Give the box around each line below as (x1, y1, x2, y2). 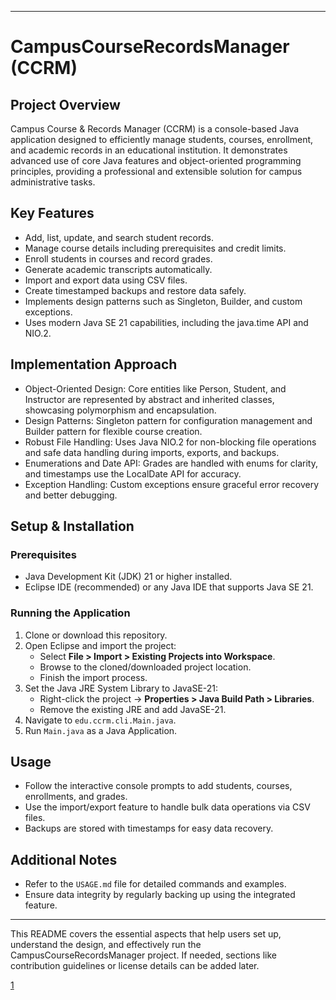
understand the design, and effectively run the (10, 939, 202, 951)
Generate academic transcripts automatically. (24, 263, 213, 275)
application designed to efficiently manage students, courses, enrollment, (10, 134, 314, 145)
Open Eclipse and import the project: (24, 639, 177, 651)
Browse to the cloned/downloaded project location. (39, 661, 252, 673)
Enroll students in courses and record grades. (24, 252, 213, 265)
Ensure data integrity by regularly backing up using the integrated (24, 889, 296, 901)
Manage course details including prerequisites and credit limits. (24, 242, 287, 254)
